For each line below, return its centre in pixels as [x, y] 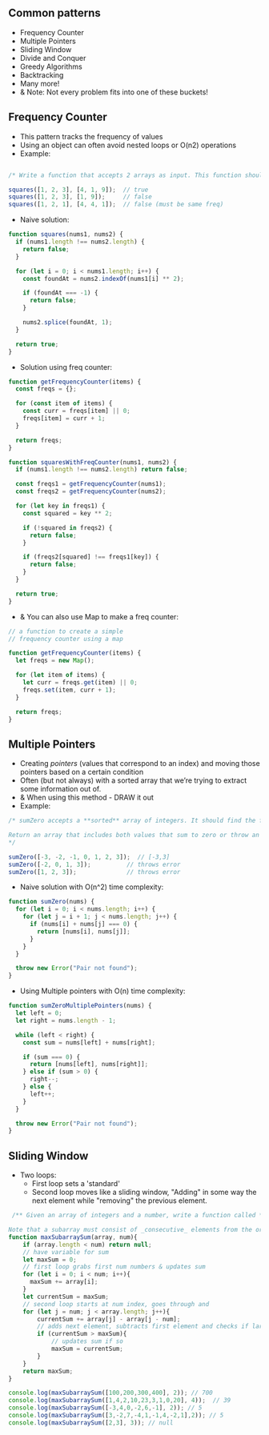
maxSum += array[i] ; [64, 1282]
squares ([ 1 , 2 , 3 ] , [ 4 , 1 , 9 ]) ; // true [78, 190]
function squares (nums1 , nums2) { [66, 234]
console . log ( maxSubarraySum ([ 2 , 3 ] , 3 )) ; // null [91, 1423]
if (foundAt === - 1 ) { [60, 293]
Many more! [40, 83]
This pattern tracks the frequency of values [91, 136]
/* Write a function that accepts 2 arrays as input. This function [125, 175]
